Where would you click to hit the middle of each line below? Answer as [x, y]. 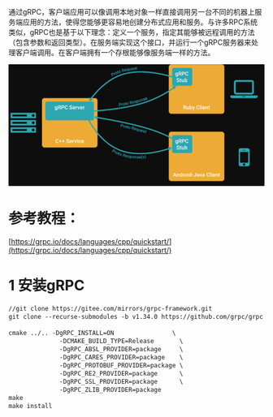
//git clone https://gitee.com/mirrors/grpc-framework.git [110, 308]
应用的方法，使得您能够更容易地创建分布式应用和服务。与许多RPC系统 [140, 22]
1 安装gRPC [47, 286]
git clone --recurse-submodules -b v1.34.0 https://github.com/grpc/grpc [136, 316]
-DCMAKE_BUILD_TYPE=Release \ [121, 341]
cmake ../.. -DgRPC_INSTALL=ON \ [92, 333]
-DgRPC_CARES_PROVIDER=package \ [121, 357]
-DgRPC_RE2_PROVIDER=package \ [121, 373]
